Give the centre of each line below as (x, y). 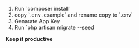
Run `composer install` (42, 9)
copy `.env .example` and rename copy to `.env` (73, 15)
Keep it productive (29, 39)
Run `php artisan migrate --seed (54, 27)
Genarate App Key (37, 21)
